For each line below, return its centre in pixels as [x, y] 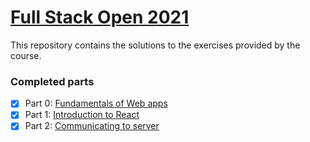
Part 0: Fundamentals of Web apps [96, 103]
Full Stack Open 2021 [100, 17]
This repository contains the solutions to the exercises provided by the [155, 45]
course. [26, 55]
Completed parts [52, 81]
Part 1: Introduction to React [82, 115]
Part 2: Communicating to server [92, 126]
